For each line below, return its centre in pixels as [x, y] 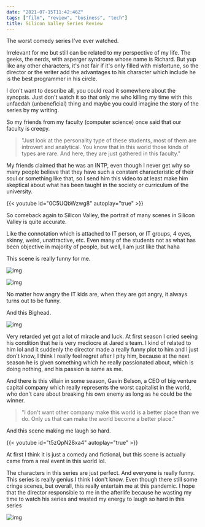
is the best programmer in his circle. [52, 79]
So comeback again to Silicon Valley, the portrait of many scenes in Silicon [101, 215]
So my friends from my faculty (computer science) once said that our [94, 122]
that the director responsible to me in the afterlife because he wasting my [99, 493]
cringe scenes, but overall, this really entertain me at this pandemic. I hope [101, 486]
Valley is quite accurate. [37, 222]
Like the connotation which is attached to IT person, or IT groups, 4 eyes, [99, 234]
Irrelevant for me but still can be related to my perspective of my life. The [99, 53]
